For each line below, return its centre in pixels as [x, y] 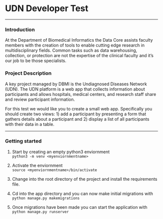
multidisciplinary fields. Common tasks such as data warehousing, [71, 50]
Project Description [28, 73]
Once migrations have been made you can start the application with [80, 207]
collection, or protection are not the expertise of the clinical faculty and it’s [79, 56]
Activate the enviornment [37, 165]
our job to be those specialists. [36, 61]
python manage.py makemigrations [46, 198]
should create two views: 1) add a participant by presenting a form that [76, 114]
